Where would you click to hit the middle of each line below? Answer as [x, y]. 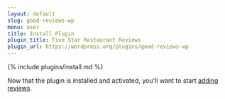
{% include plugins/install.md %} [55, 67]
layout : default [31, 14]
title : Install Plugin [41, 34]
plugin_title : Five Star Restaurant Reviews [74, 40]
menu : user [23, 27]
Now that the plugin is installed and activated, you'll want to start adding [113, 81]
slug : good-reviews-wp [41, 21]
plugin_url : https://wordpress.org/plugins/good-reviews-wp [98, 47]
